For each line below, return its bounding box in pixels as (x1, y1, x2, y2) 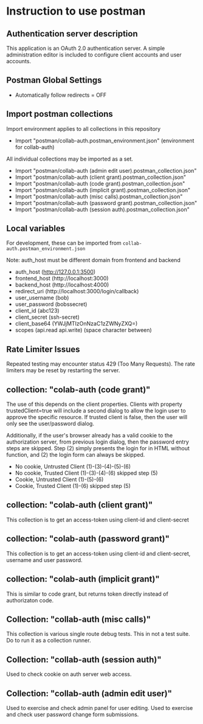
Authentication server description (6, 29, 138, 39)
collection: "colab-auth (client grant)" (6, 500, 153, 510)
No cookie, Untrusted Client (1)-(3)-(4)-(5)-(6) (15, 463, 131, 470)
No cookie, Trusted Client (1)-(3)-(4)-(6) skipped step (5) (15, 470, 158, 477)
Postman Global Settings (6, 75, 102, 86)
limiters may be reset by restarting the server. (6, 367, 120, 374)
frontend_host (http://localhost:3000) (15, 275, 109, 282)
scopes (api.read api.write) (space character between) (15, 327, 152, 334)
